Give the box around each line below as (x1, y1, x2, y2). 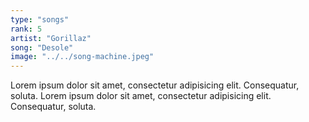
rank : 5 (10, 24, 43, 34)
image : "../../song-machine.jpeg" (10, 52, 155, 62)
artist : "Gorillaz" (10, 33, 92, 43)
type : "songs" (10, 14, 70, 25)
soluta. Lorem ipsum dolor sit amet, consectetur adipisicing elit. (10, 90, 272, 102)
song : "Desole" (10, 42, 74, 53)
